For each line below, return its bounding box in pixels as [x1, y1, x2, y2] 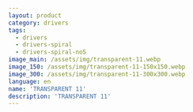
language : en [8, 77, 51, 85]
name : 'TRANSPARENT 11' [8, 84, 87, 93]
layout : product [8, 11, 62, 20]
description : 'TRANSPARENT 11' [8, 92, 112, 100]
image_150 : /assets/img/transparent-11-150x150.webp [8, 63, 186, 71]
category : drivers [8, 19, 69, 27]
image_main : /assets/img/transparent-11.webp [8, 56, 161, 64]
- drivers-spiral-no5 [15, 48, 87, 56]
